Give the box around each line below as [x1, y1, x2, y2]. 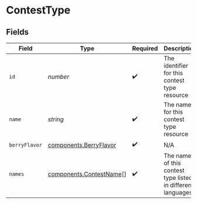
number [47, 73, 70, 81]
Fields [6, 27, 29, 37]
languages [163, 189, 193, 196]
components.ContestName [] [47, 170, 127, 178]
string [47, 115, 64, 123]
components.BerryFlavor [47, 141, 117, 149]
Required [131, 45, 158, 52]
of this [163, 159, 181, 167]
